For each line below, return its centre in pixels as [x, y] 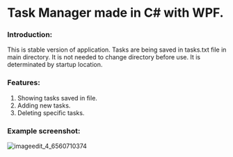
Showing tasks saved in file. [57, 98]
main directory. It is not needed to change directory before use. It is [104, 57]
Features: [24, 83]
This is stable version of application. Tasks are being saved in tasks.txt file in [117, 50]
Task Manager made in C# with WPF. [115, 13]
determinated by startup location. [55, 65]
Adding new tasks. [44, 105]
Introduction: [30, 35]
